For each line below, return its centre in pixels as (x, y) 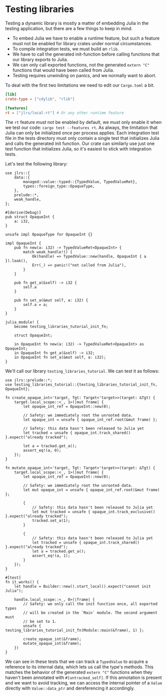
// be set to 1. (40, 622)
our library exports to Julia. (40, 59)
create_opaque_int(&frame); (52, 639)
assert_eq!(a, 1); (51, 556)
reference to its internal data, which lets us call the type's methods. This (79, 667)
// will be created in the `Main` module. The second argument (90, 613)
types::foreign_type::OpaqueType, (59, 187)
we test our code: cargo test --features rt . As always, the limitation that (81, 128)
